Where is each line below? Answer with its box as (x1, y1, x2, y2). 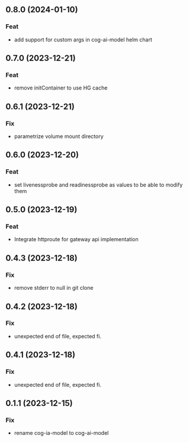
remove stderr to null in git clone (14, 284, 94, 292)
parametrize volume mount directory (14, 133, 104, 140)
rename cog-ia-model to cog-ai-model (14, 430, 109, 437)
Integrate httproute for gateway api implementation (14, 236, 139, 243)
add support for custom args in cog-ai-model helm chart (14, 36, 152, 43)
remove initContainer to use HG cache (14, 84, 108, 91)
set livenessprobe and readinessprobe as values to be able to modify (14, 181, 183, 188)
